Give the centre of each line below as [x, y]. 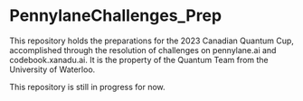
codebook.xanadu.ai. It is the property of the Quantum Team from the [139, 60]
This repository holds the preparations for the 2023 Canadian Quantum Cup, [151, 41]
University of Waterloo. [52, 69]
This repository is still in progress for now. [87, 87]
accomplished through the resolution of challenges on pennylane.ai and [143, 50]
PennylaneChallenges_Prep [116, 16]
